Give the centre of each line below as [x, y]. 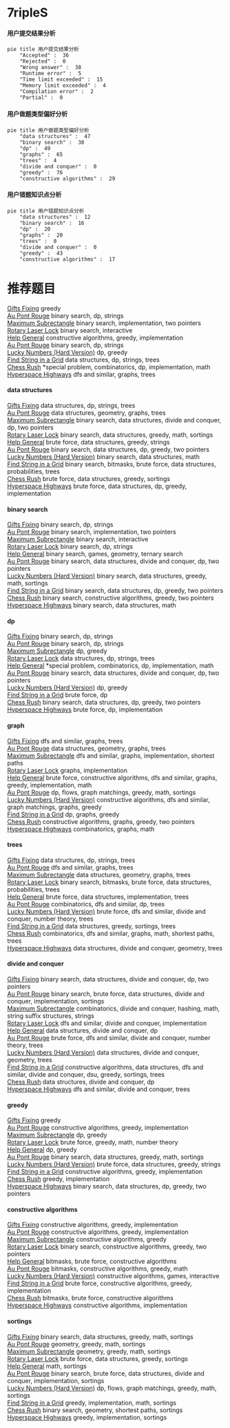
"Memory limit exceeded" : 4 [63, 86]
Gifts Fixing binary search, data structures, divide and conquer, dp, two [108, 979]
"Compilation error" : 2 [57, 92]
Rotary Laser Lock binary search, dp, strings [70, 547]
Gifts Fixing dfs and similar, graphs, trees [65, 741]
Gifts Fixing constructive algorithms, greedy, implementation [93, 1225]
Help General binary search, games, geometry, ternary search [95, 554]
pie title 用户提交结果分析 [43, 50]
